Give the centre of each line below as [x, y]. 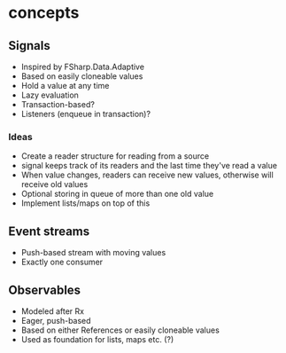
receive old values [54, 184]
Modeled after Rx [53, 311]
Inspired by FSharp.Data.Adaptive [83, 67]
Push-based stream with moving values [93, 253]
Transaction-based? [58, 104]
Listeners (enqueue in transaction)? [86, 114]
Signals [29, 46]
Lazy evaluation [50, 95]
